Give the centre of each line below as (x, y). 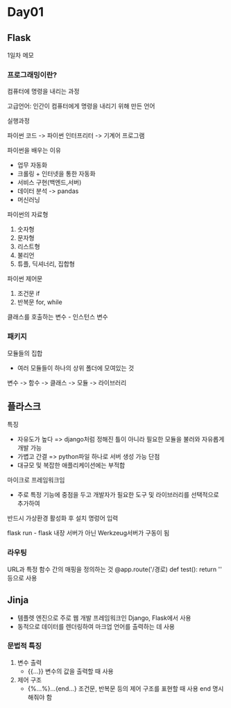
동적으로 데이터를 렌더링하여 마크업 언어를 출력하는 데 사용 (96, 626)
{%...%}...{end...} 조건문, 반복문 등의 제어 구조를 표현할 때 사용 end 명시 (126, 689)
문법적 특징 (25, 646)
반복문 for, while (40, 302)
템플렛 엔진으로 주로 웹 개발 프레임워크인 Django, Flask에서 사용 (104, 618)
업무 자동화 (32, 165)
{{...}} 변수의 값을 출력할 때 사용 (70, 671)
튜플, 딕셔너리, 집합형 (46, 264)
